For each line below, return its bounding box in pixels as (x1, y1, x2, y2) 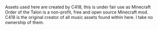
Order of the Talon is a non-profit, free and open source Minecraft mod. (5, 9, 148, 15)
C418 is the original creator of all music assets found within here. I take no (5, 15, 153, 20)
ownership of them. (5, 19, 44, 25)
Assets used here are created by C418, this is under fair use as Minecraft (5, 4, 151, 10)
